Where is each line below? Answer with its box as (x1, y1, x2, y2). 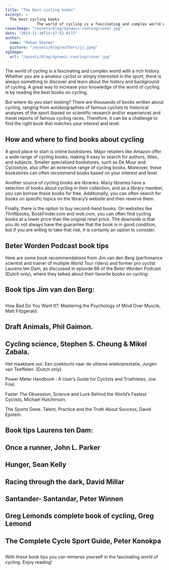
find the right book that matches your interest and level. (5, 120, 120, 126)
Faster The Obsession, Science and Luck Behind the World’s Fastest (5, 391, 147, 397)
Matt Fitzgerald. (5, 308, 38, 314)
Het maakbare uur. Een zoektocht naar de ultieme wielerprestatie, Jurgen (5, 361, 157, 367)
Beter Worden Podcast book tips (5, 241, 109, 250)
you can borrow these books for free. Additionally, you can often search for (5, 190, 161, 196)
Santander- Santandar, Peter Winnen (5, 494, 124, 503)
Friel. (5, 381, 16, 387)
